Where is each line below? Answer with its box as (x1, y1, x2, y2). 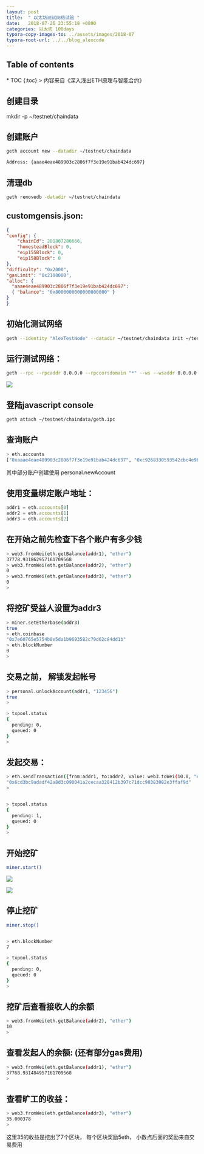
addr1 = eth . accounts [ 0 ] (6, 505, 69, 511)
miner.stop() (6, 922, 39, 928)
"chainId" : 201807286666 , (17, 238, 83, 244)
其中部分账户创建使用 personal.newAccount (6, 469, 116, 476)
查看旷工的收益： (6, 1094, 70, 1104)
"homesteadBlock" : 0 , (17, 244, 72, 250)
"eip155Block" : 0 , (17, 250, 64, 256)
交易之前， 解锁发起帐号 (6, 672, 96, 682)
